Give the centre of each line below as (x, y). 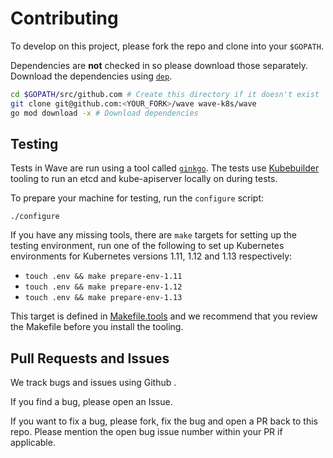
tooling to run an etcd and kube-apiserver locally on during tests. (144, 179)
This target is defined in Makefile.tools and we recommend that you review (164, 316)
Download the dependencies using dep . (91, 76)
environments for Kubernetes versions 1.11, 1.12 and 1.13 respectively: (151, 256)
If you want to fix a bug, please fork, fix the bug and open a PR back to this (164, 421)
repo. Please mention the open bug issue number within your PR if (146, 432)
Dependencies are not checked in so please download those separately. (159, 65)
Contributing (64, 18)
